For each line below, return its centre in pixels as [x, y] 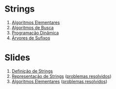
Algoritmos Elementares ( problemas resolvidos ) [59, 81]
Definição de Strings [32, 71]
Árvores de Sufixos [31, 38]
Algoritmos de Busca [33, 27]
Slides [17, 58]
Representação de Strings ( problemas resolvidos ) [61, 76]
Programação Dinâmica [35, 33]
